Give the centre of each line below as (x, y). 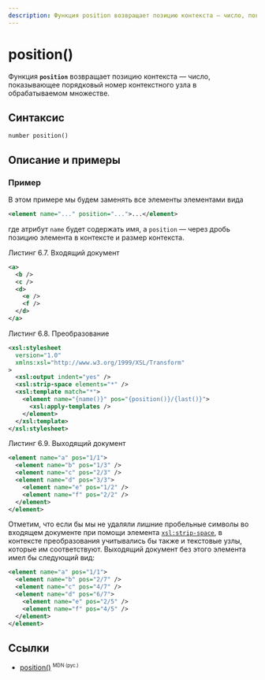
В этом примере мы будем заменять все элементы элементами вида (126, 200)
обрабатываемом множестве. (59, 93)
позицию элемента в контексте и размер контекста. (96, 237)
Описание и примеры (64, 160)
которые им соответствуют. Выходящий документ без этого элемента (127, 549)
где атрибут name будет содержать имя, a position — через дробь (119, 229)
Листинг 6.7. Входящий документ (64, 252)
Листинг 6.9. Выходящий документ (67, 444)
